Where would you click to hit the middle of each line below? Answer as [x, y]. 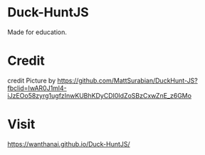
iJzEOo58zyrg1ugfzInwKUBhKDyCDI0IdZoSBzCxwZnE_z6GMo [100, 95]
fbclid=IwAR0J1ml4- [37, 88]
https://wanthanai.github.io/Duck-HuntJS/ [69, 144]
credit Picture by [32, 80]
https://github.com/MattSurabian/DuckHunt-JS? [127, 80]
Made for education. [37, 32]
